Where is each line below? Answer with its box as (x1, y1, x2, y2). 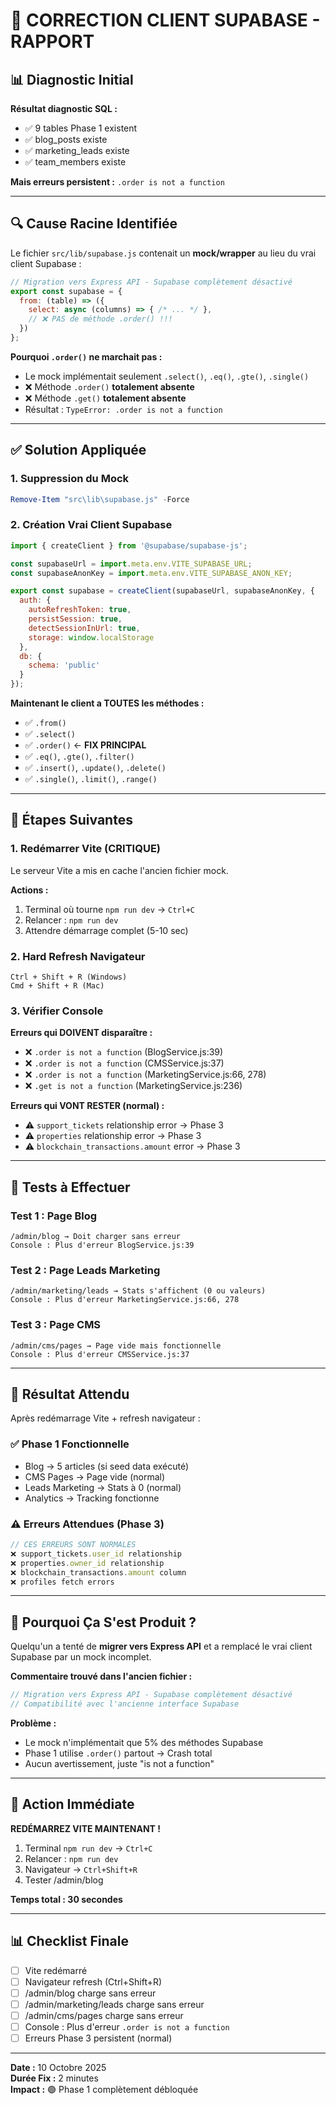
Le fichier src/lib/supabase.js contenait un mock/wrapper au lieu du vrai (10, 247, 317, 259)
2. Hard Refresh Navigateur (10, 949, 146, 963)
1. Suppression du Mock (10, 472, 130, 486)
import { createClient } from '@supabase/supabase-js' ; (10, 540, 248, 551)
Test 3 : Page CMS (10, 1318, 102, 1332)
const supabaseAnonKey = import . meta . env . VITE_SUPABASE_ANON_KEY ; (10, 568, 293, 578)
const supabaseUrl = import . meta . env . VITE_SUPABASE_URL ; (10, 559, 253, 569)
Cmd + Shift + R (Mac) (10, 981, 105, 991)
